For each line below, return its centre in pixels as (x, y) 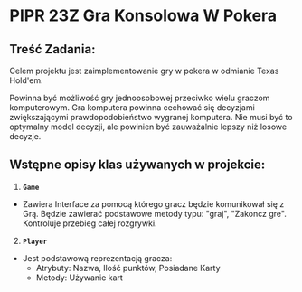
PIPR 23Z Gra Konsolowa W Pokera (143, 16)
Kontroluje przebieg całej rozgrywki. (90, 223)
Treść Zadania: (53, 49)
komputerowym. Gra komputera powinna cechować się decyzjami (132, 108)
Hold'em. (26, 80)
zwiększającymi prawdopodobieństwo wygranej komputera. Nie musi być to (151, 117)
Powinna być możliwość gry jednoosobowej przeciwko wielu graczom (140, 98)
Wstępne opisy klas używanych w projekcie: (137, 165)
